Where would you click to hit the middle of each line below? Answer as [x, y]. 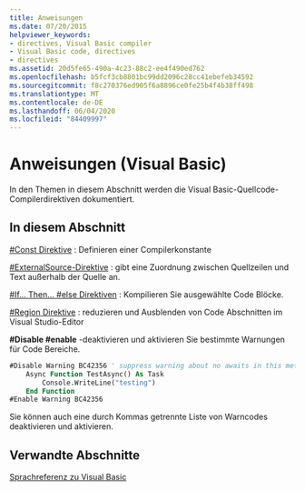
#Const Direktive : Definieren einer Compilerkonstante [110, 249]
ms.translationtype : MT [54, 94]
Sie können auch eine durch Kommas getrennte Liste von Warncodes [138, 417]
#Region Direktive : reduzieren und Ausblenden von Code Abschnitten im [146, 312]
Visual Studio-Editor [47, 321]
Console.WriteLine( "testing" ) [99, 383]
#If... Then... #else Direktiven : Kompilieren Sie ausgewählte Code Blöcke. [147, 294]
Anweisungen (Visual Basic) [118, 164]
